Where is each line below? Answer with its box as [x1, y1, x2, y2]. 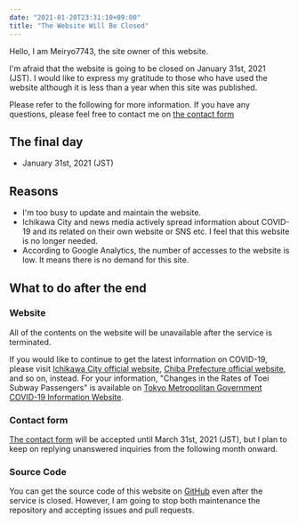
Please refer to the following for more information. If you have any [9, 99, 251, 109]
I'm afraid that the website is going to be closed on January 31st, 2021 [9, 63, 266, 74]
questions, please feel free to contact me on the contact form [9, 109, 234, 119]
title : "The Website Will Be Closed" [9, 21, 149, 30]
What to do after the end [9, 280, 147, 295]
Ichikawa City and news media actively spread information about [21, 217, 260, 228]
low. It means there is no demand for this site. [21, 254, 189, 265]
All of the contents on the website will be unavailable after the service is [9, 326, 273, 338]
